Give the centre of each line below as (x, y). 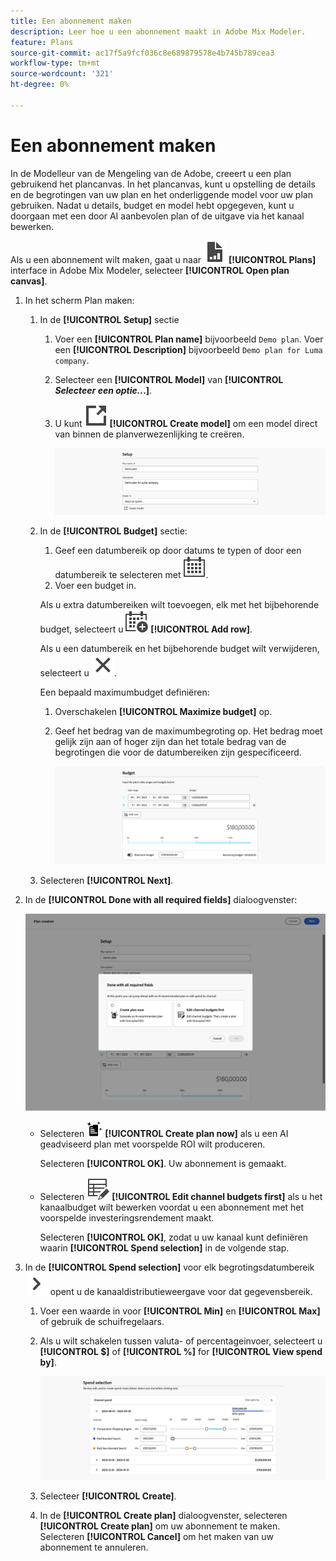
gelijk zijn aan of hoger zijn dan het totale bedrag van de (170, 742)
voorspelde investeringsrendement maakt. (127, 1217)
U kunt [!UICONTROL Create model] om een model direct (186, 423)
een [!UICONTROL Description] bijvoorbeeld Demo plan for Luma (188, 349)
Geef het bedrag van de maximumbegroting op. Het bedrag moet (188, 731)
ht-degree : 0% (40, 85)
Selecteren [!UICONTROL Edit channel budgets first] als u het (181, 1196)
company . (72, 360)
